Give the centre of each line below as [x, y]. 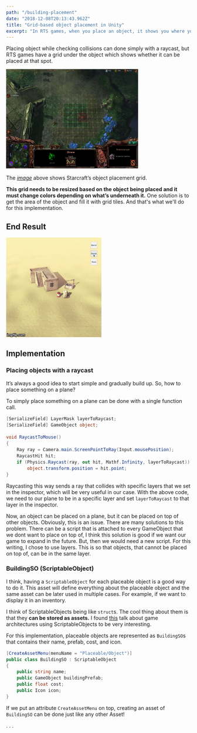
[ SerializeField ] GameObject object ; [52, 425]
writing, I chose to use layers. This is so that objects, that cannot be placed [96, 547]
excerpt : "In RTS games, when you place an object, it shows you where [95, 31]
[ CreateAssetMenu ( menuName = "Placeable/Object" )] [69, 653]
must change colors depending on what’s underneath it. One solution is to [98, 196]
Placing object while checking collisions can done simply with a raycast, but [98, 49]
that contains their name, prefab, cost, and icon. [64, 642]
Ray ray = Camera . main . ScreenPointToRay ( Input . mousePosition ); [96, 450]
